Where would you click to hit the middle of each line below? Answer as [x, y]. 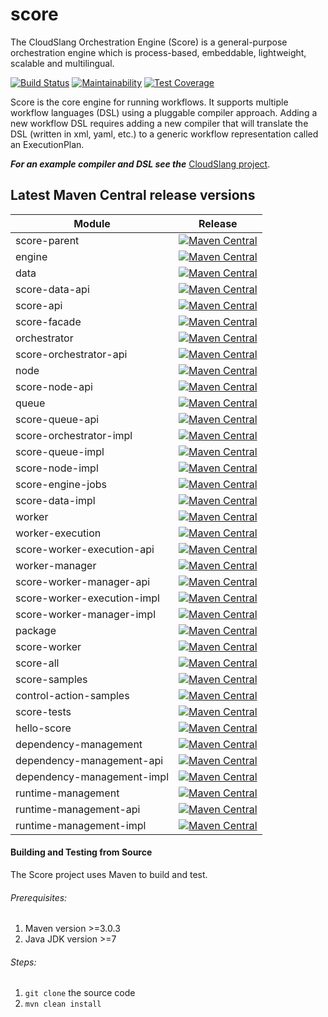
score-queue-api [57, 419]
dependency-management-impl [92, 776]
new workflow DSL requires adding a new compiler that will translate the [159, 123]
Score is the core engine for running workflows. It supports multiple [149, 102]
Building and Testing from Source [81, 852]
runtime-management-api [78, 809]
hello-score [43, 728]
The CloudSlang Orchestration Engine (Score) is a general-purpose [149, 42]
